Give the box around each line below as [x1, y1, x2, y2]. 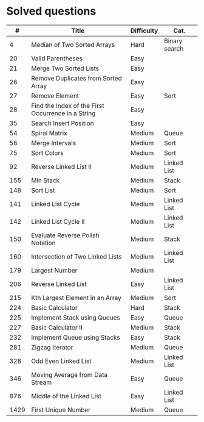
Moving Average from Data [31, 370, 108, 379]
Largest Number [31, 266, 78, 274]
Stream [31, 378, 52, 387]
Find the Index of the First [31, 101, 104, 110]
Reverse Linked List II [31, 162, 92, 171]
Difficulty [130, 26, 158, 35]
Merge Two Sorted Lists [31, 64, 100, 73]
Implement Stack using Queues [31, 313, 120, 321]
